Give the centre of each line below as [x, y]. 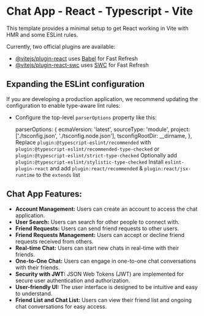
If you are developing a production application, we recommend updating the [102, 99]
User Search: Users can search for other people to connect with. [97, 222]
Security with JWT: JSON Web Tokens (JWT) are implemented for [100, 274]
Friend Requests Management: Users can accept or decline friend [100, 235]
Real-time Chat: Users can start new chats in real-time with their [97, 248]
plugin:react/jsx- [167, 169]
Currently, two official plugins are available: [61, 47]
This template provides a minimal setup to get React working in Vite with [97, 28]
